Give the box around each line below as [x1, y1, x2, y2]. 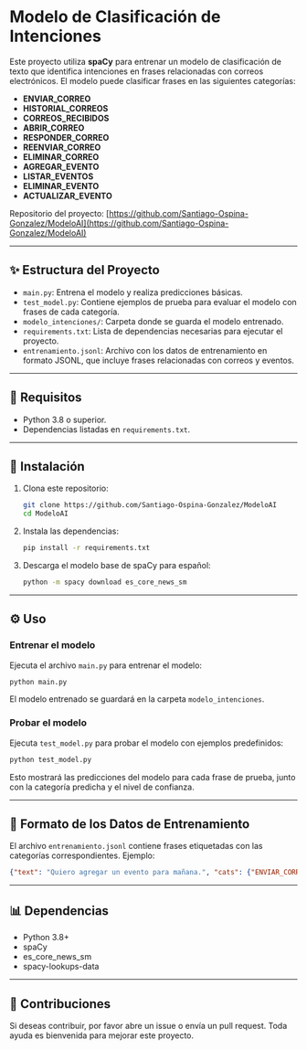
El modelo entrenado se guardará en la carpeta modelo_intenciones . [9, 694, 265, 705]
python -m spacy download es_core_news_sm [22, 578, 187, 587]
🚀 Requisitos [9, 390, 82, 406]
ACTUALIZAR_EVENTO [22, 190, 112, 201]
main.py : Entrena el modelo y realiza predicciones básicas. [22, 286, 244, 298]
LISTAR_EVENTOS [22, 171, 94, 182]
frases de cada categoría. [22, 306, 121, 317]
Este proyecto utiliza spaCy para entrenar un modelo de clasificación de [9, 56, 281, 67]
